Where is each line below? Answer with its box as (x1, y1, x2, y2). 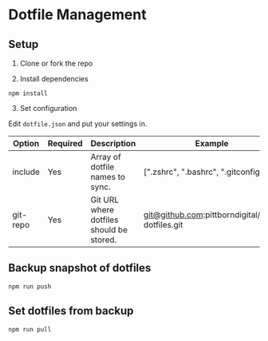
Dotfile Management (8, 6, 147, 24)
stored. (90, 234, 117, 245)
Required (47, 138, 83, 149)
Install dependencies (19, 74, 89, 83)
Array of (90, 152, 121, 162)
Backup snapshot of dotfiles (8, 261, 152, 275)
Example (195, 138, 229, 149)
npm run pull (8, 325, 52, 333)
